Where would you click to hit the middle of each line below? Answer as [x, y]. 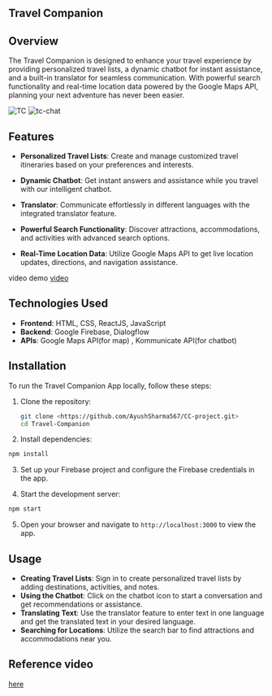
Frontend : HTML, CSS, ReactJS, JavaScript [93, 323]
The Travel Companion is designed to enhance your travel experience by [130, 61]
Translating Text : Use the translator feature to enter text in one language [142, 612]
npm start [25, 509]
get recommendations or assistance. [82, 604]
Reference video [51, 665]
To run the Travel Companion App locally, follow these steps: [110, 385]
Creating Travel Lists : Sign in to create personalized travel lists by [131, 578]
